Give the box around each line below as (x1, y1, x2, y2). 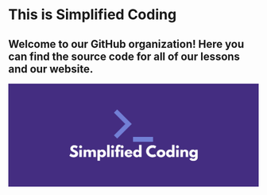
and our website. (8, 62, 94, 76)
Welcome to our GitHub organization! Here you (8, 37, 245, 51)
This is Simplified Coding (8, 6, 177, 24)
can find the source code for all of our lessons (8, 49, 241, 63)
